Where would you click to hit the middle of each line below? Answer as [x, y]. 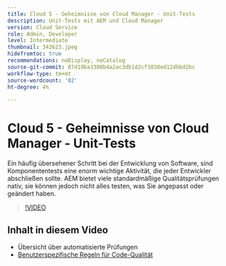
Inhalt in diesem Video [58, 230]
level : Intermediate [38, 41]
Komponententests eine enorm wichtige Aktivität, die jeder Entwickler [109, 171]
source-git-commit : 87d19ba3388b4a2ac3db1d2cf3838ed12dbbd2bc [101, 67]
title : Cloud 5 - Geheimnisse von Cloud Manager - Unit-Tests [101, 14]
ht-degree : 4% [28, 87]
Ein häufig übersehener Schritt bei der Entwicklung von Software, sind [110, 163]
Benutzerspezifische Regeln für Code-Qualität [85, 255]
